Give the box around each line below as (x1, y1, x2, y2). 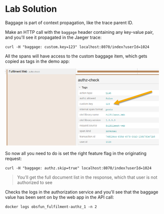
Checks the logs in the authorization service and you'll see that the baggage (5, 189, 159, 195)
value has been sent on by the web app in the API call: (5, 194, 114, 200)
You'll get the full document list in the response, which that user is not (17, 174, 158, 180)
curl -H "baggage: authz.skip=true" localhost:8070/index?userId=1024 (5, 166, 152, 171)
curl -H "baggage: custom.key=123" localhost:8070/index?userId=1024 (5, 44, 150, 50)
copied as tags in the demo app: (5, 58, 70, 64)
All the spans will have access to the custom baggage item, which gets (5, 53, 147, 59)
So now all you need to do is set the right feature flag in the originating (5, 151, 147, 157)
